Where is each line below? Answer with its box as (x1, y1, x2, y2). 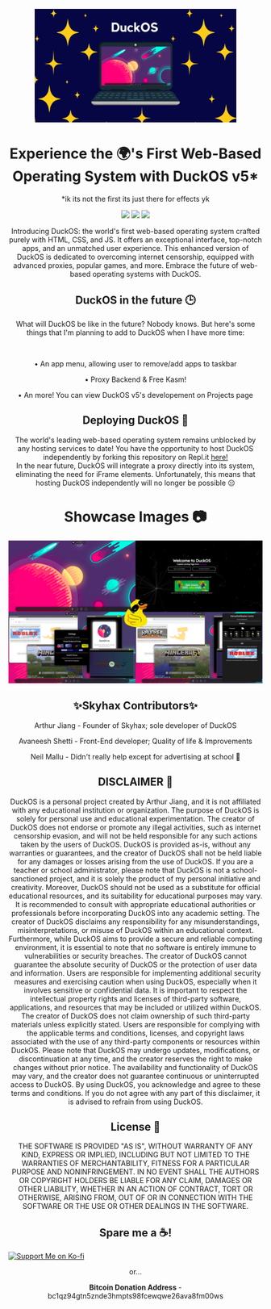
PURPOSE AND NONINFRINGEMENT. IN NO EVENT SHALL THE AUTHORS (11, 1167, 260, 1177)
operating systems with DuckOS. (92, 269, 202, 278)
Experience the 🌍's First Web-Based (9, 144, 262, 163)
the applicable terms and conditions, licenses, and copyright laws (27, 1028, 244, 1038)
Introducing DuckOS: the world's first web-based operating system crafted (10, 226, 261, 236)
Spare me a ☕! (99, 1226, 172, 1240)
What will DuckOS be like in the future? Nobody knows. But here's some (15, 319, 256, 328)
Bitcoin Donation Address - (89, 1282, 182, 1292)
